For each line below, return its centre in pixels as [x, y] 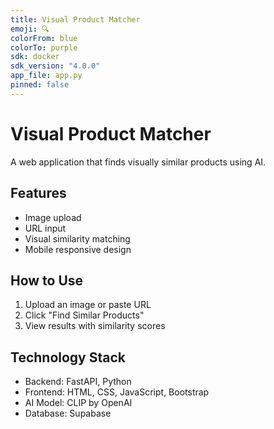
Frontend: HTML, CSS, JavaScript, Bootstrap [117, 392]
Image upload [53, 217]
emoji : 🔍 [30, 29]
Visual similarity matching [77, 238]
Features [38, 193]
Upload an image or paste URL [88, 305]
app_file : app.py [46, 76]
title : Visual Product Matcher [75, 19]
